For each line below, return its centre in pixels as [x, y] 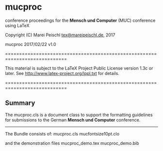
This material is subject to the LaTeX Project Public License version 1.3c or [79, 68]
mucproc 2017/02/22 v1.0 [31, 44]
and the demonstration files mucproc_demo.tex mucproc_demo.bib [72, 143]
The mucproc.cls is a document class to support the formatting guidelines [79, 115]
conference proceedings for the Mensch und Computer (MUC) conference [80, 20]
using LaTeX [17, 25]
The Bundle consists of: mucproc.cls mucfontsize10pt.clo [62, 134]
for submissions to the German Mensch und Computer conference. [73, 120]
